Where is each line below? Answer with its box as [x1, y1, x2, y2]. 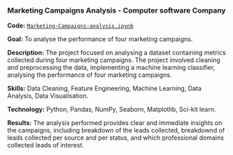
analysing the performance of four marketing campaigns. [7, 71, 172, 79]
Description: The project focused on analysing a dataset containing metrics [7, 48, 226, 57]
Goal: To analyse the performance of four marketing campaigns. [7, 35, 193, 43]
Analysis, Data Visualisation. [7, 91, 89, 100]
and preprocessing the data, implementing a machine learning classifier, [7, 64, 216, 72]
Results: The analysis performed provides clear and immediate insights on [7, 119, 223, 127]
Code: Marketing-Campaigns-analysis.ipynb [7, 22, 134, 30]
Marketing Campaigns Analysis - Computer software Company [7, 6, 226, 15]
